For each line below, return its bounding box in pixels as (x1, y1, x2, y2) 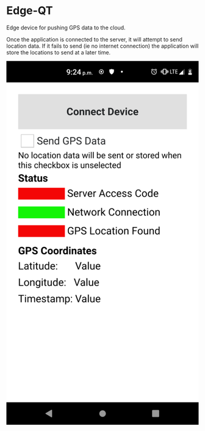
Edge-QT (6, 4, 53, 18)
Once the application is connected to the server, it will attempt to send (6, 35, 183, 43)
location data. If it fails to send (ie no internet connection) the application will (6, 42, 199, 50)
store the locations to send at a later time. (6, 48, 111, 56)
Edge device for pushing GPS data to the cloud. (6, 24, 126, 31)
